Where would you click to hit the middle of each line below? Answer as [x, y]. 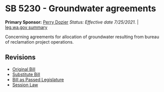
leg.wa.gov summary [26, 27]
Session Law [25, 85]
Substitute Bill [26, 74]
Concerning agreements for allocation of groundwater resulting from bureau [82, 37]
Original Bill [24, 69]
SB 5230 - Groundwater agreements [81, 9]
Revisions [20, 57]
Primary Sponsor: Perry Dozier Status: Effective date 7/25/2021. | [72, 22]
